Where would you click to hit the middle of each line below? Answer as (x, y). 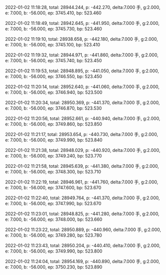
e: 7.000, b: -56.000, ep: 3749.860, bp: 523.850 (54, 124)
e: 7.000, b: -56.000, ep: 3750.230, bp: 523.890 (54, 267)
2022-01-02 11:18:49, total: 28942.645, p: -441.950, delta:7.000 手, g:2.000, (82, 23)
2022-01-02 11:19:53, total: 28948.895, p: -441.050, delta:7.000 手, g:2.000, (82, 71)
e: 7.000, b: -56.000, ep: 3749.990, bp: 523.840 (54, 140)
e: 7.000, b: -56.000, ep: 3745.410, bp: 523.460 (53, 13)
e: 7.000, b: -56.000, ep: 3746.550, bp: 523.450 (54, 76)
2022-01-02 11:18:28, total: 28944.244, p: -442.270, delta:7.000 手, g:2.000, (83, 7)
